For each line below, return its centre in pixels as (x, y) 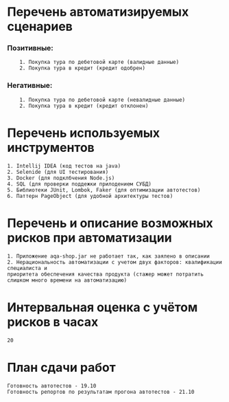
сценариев (40, 26)
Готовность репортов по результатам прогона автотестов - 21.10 (101, 392)
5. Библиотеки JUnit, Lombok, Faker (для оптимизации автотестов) (104, 190)
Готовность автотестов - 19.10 (52, 386)
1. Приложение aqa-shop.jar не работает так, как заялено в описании (109, 256)
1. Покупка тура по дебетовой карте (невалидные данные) (103, 100)
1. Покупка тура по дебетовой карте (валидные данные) (99, 63)
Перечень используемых (83, 133)
